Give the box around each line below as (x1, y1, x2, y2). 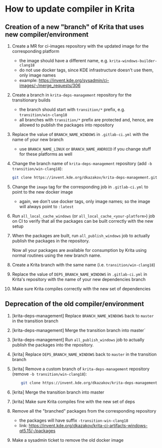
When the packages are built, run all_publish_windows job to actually (12, 232, 150, 238)
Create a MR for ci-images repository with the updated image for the (12, 43, 149, 49)
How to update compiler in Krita (5, 3, 135, 15)
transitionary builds (12, 97, 51, 103)
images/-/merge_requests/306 (19, 83, 81, 88)
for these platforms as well (19, 151, 73, 157)
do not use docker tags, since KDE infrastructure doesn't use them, (19, 67, 154, 73)
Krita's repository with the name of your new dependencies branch (12, 276, 146, 282)
